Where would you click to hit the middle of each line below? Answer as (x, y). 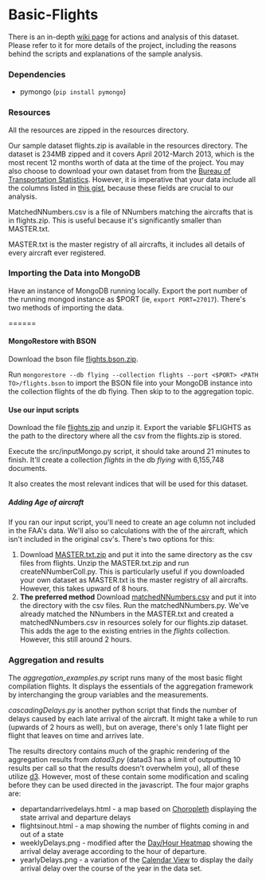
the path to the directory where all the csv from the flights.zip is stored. (125, 436)
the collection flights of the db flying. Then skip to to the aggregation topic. (131, 392)
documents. (28, 468)
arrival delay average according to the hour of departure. (113, 851)
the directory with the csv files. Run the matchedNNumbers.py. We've (134, 606)
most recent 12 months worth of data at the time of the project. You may (126, 162)
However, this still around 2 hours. (76, 639)
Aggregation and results (56, 660)
